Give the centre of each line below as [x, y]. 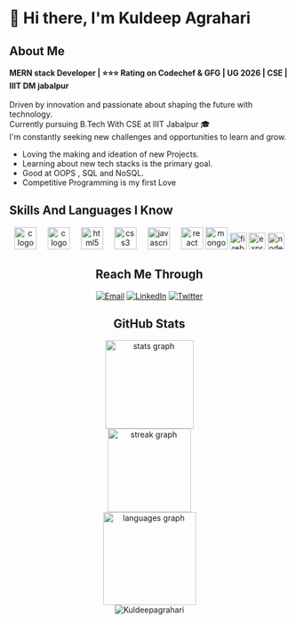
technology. [31, 114]
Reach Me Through [149, 275]
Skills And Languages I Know [91, 211]
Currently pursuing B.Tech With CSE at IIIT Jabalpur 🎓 [110, 124]
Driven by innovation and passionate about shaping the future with [131, 105]
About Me [37, 51]
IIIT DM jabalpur [39, 85]
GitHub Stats [149, 324]
